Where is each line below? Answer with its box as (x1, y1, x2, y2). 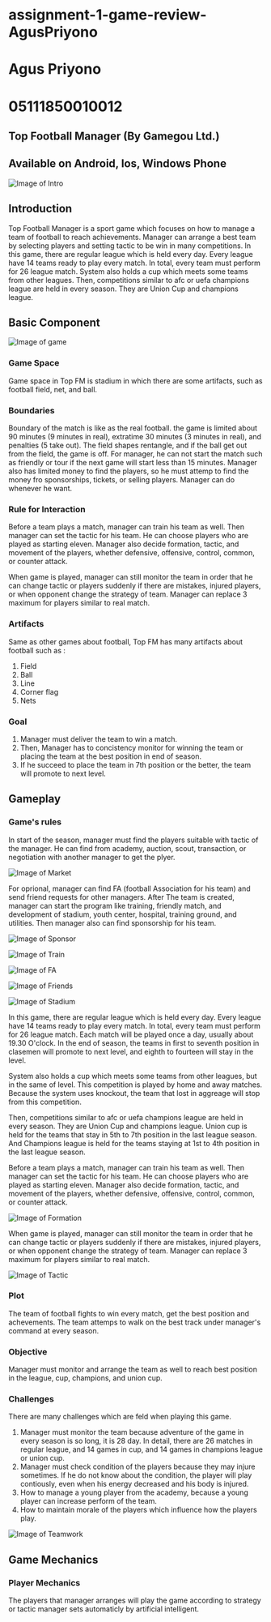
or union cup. (19, 1453, 65, 1463)
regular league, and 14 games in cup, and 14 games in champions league (19, 1444, 263, 1454)
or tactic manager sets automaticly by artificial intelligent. (8, 1604, 200, 1614)
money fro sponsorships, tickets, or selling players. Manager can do (8, 474, 235, 484)
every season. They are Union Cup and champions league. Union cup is (8, 1121, 248, 1131)
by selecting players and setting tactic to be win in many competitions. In (8, 241, 252, 250)
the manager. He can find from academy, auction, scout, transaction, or (8, 843, 247, 853)
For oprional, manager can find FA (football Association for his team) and (8, 884, 251, 893)
